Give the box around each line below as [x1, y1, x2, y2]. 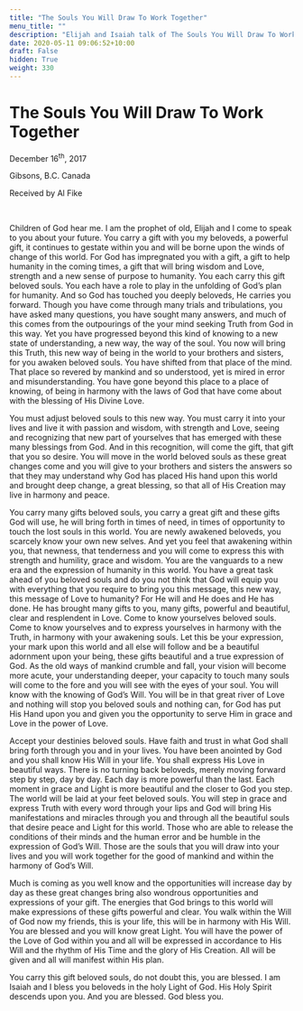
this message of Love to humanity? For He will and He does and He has [9, 593, 275, 605]
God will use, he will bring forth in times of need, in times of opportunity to [9, 516, 286, 528]
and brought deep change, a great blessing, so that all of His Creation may [9, 480, 287, 491]
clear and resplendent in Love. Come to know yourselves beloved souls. [9, 613, 277, 624]
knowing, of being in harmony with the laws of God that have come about [9, 385, 282, 397]
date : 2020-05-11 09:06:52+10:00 [9, 38, 135, 48]
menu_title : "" [9, 22, 67, 31]
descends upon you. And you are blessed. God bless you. [9, 991, 224, 1002]
